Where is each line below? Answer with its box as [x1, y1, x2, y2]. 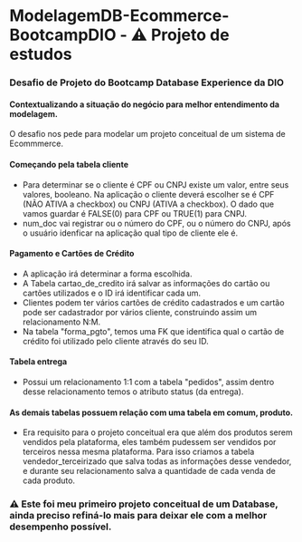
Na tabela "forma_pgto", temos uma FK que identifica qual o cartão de [22, 325, 285, 336]
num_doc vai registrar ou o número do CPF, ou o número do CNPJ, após [22, 218, 291, 228]
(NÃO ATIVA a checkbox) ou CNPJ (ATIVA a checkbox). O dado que [22, 198, 274, 209]
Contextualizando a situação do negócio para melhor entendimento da [9, 99, 280, 110]
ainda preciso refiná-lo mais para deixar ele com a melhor [9, 509, 268, 522]
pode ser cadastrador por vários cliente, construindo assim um [22, 306, 258, 317]
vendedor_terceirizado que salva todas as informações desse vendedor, [22, 456, 292, 467]
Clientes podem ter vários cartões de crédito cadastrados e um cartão [22, 296, 285, 308]
